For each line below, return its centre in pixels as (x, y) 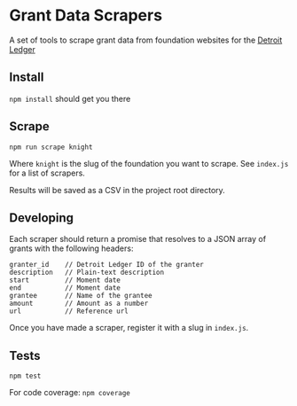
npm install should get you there (70, 98)
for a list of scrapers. (47, 173)
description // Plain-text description (87, 273)
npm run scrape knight (51, 147)
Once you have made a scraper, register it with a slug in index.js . (129, 328)
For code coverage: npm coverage (70, 393)
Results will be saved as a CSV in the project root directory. (117, 190)
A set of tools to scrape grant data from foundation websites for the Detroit (146, 40)
